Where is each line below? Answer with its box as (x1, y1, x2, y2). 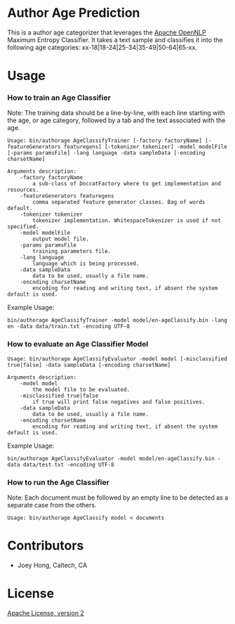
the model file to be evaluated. (32, 386, 130, 393)
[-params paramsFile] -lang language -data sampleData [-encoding (7, 150, 206, 157)
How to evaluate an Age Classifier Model (7, 339, 149, 349)
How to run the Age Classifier (7, 477, 110, 487)
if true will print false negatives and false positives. (32, 398, 206, 405)
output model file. (32, 235, 90, 243)
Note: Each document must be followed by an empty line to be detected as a (7, 493, 229, 502)
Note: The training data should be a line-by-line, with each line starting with (7, 109, 226, 117)
